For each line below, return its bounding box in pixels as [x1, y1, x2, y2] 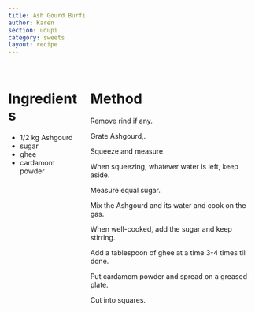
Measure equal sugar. [90, 186, 161, 195]
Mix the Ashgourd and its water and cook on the [90, 201, 246, 210]
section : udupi [8, 26, 58, 34]
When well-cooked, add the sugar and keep [90, 225, 232, 234]
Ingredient [8, 90, 77, 108]
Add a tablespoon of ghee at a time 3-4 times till [90, 248, 247, 258]
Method [90, 90, 143, 108]
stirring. [90, 233, 116, 243]
